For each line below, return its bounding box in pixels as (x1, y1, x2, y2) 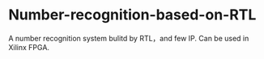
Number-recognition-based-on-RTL (8, 6, 257, 24)
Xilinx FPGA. (8, 42, 50, 52)
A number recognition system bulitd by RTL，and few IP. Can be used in (8, 33, 249, 43)
